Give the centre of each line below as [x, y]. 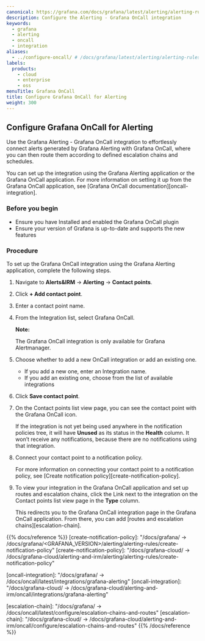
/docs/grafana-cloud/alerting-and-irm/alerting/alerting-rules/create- [92, 557]
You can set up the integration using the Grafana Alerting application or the [101, 173]
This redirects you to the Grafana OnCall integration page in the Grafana [106, 512]
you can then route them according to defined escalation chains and [92, 155]
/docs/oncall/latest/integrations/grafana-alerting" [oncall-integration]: [94, 582]
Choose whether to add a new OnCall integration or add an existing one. [106, 360]
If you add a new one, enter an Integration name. [85, 371]
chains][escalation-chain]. [48, 526]
